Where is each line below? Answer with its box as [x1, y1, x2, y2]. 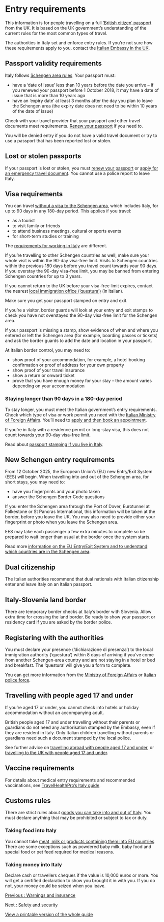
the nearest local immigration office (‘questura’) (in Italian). [5, 288, 124, 294]
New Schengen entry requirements [5, 456, 115, 464]
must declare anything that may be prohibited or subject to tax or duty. [5, 815, 148, 821]
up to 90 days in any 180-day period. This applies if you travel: [5, 208, 132, 214]
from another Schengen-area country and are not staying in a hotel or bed [5, 657, 156, 663]
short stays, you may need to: [5, 479, 65, 485]
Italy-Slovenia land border [5, 595, 86, 604]
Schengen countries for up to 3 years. [5, 273, 82, 279]
